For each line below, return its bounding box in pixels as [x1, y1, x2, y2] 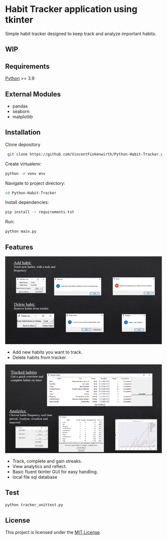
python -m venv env [5, 171, 46, 176]
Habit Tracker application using [5, 3, 138, 15]
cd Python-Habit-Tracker [5, 190, 57, 195]
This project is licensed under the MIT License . [5, 530, 101, 536]
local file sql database [12, 474, 58, 480]
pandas [12, 103, 28, 109]
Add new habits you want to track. [12, 349, 83, 355]
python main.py [5, 229, 37, 234]
